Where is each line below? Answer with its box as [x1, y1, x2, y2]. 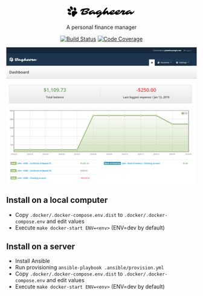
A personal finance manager [66, 24, 137, 31]
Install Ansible [14, 257, 50, 265]
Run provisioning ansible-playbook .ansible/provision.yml [14, 264, 164, 271]
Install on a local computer [6, 195, 108, 205]
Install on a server [6, 241, 76, 251]
